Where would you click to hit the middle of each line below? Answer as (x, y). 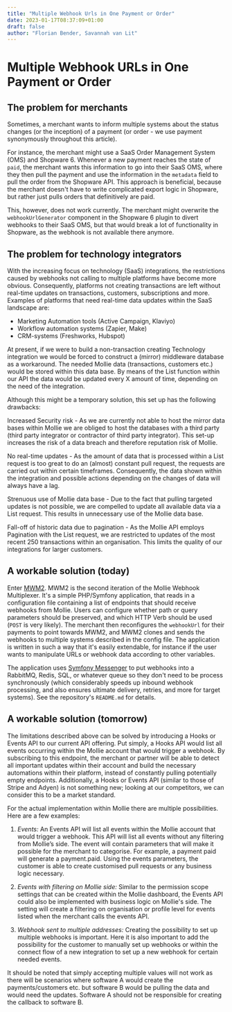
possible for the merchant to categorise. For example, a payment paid (117, 851)
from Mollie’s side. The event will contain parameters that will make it (115, 843)
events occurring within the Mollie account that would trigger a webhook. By (116, 750)
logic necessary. (41, 873)
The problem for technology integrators (95, 254)
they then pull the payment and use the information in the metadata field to (113, 175)
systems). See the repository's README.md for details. (82, 697)
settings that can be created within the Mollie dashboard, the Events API (120, 894)
